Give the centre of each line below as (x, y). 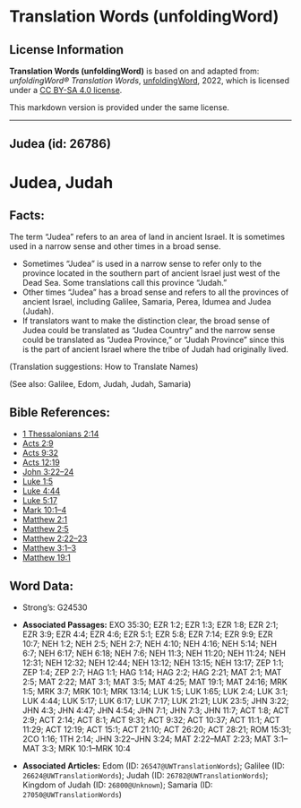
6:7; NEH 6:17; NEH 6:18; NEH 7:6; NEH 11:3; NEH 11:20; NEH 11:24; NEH (154, 653)
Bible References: (60, 413)
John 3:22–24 (48, 472)
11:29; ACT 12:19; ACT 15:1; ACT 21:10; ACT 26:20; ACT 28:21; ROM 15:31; (157, 730)
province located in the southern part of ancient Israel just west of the (151, 273)
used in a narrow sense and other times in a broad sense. (115, 246)
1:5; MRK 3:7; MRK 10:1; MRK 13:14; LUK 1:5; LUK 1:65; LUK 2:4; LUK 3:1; (155, 692)
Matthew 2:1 (45, 520)
